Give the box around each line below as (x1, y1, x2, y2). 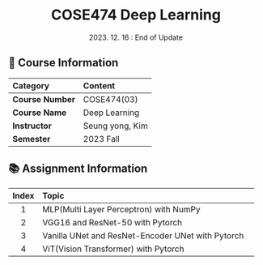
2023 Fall (83, 133, 120, 144)
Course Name (12, 107, 67, 118)
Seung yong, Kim (83, 120, 148, 131)
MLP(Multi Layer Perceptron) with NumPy (42, 203, 201, 215)
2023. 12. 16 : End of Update (88, 32, 184, 42)
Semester (12, 133, 51, 144)
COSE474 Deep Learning (51, 6, 221, 24)
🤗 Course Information (8, 56, 119, 70)
